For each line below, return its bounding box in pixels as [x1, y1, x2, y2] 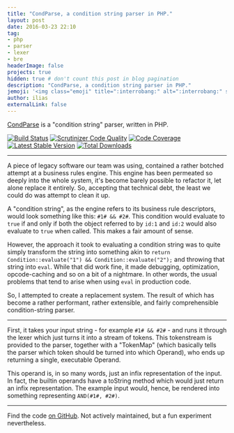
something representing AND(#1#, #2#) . [7, 391, 120, 399]
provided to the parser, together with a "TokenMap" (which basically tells [7, 340, 217, 349]
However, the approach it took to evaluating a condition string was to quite [7, 240, 221, 249]
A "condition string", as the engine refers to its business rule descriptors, [7, 204, 216, 213]
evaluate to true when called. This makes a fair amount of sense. [7, 226, 194, 235]
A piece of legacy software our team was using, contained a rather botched [7, 161, 224, 170]
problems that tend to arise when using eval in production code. [7, 277, 192, 286]
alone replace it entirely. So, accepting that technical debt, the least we [7, 183, 211, 192]
